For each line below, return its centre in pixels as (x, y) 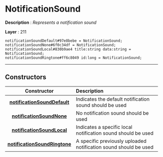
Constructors (26, 77)
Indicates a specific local (104, 127)
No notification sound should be (112, 113)
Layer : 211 (16, 32)
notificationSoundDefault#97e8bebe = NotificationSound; (64, 41)
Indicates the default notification (113, 99)
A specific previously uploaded (111, 141)
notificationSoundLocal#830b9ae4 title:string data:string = (68, 49)
